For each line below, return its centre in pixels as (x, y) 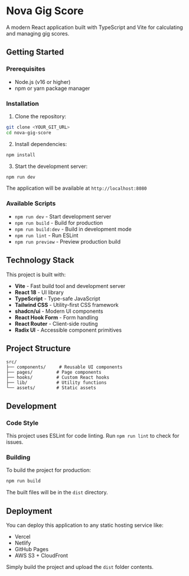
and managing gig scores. (38, 33)
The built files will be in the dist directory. (57, 493)
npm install (21, 155)
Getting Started (35, 52)
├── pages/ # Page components (54, 373)
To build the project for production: (49, 470)
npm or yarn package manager (52, 88)
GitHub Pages (32, 549)
